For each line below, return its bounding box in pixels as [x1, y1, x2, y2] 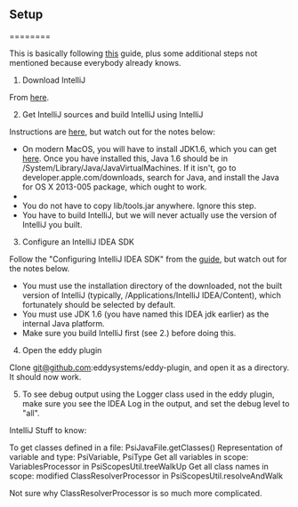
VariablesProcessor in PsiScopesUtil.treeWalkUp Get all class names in [9, 461, 269, 471]
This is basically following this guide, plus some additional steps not [9, 48, 258, 59]
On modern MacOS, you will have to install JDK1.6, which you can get [21, 143, 278, 154]
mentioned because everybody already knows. [9, 57, 181, 68]
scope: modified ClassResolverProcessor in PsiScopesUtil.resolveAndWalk [9, 471, 283, 481]
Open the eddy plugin [21, 344, 102, 355]
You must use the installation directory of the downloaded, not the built [21, 280, 283, 291]
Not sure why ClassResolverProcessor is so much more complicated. [9, 487, 262, 498]
